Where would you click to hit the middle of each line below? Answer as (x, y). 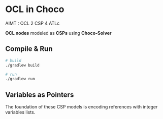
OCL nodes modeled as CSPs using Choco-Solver (58, 33)
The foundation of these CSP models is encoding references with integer (81, 107)
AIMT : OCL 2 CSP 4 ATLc (32, 23)
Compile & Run (29, 49)
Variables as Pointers (40, 95)
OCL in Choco (35, 9)
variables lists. (20, 112)
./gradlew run (20, 79)
